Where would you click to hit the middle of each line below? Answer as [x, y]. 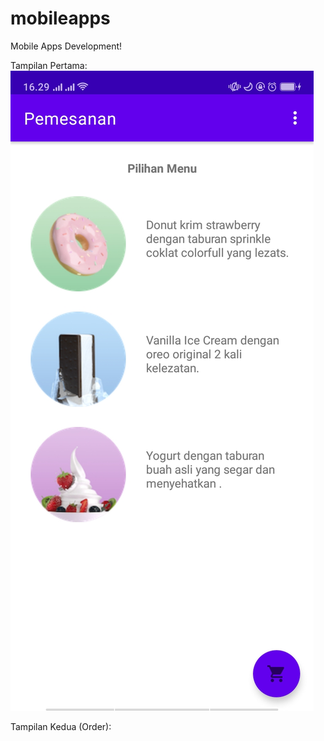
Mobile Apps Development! [66, 46]
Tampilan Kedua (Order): [61, 726]
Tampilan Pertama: [49, 65]
